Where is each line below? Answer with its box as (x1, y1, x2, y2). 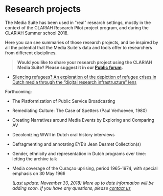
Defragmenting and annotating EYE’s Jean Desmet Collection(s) (12, 141, 141, 147)
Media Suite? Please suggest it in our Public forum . (17, 65, 123, 70)
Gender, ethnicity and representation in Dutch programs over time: (12, 151, 146, 156)
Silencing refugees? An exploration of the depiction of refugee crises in (12, 74, 157, 80)
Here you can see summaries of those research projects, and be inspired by (5, 39, 158, 45)
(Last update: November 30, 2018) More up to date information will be (12, 180, 154, 186)
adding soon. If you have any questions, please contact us (12, 185, 131, 191)
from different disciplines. (5, 50, 57, 56)
